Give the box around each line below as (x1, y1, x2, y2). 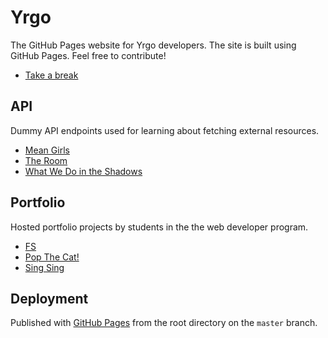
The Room (24, 154, 68, 166)
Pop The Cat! (24, 251, 80, 263)
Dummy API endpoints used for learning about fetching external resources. (10, 124, 320, 136)
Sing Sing (24, 261, 65, 273)
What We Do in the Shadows (24, 165, 143, 177)
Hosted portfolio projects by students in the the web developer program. (10, 221, 309, 233)
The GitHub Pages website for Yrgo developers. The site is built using (10, 39, 297, 51)
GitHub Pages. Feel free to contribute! (10, 49, 167, 61)
